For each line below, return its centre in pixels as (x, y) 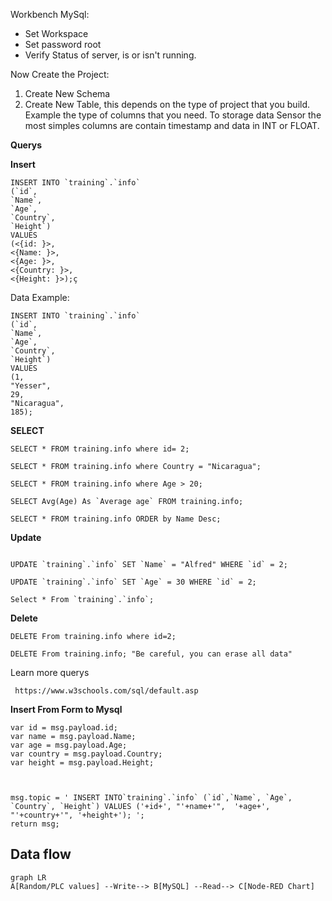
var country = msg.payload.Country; (86, 754)
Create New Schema (67, 93)
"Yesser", (31, 386)
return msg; (35, 824)
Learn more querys (50, 672)
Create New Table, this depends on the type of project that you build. (167, 104)
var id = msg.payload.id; (64, 728)
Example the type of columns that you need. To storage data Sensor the (173, 115)
